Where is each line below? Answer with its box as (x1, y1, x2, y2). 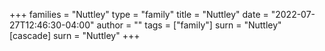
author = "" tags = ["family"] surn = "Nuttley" (96, 19, 282, 31)
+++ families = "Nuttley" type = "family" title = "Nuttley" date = (9, 9, 269, 20)
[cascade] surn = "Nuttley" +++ (9, 30, 141, 41)
